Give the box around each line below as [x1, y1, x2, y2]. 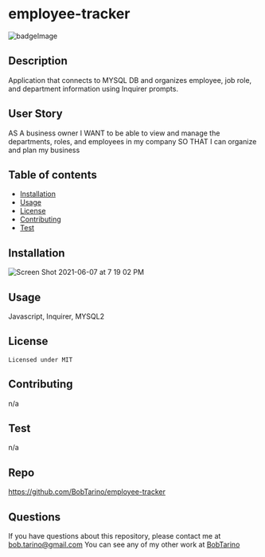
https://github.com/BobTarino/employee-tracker [8, 487, 166, 496]
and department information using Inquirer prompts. [8, 84, 179, 93]
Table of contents [8, 168, 97, 182]
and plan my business [8, 145, 80, 155]
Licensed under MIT [8, 355, 73, 363]
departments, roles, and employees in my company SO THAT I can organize [8, 136, 257, 146]
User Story [8, 107, 63, 120]
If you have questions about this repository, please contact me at [8, 532, 221, 541]
